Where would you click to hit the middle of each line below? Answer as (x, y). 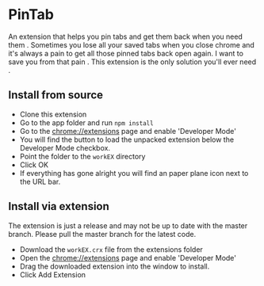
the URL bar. (40, 181)
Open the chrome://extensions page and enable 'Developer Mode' (128, 257)
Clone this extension (53, 114)
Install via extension (59, 206)
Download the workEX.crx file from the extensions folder (111, 249)
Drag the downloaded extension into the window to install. (115, 266)
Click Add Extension (52, 274)
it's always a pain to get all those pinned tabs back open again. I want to (126, 53)
